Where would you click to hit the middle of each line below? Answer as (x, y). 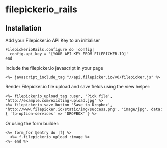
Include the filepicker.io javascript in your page (54, 68)
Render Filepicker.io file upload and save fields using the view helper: (78, 87)
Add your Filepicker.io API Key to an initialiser (53, 40)
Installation (23, 28)
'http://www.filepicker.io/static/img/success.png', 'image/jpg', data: (84, 109)
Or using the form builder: (32, 123)
